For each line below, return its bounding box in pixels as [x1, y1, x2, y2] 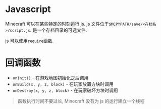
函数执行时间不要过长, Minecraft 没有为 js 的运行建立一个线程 [17, 98, 145, 104]
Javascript [5, 4, 51, 15]
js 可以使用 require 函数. [5, 38, 54, 44]
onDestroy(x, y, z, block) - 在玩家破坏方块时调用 [12, 87, 119, 93]
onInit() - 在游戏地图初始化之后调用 [12, 74, 89, 81]
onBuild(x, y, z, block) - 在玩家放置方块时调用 [12, 81, 114, 87]
